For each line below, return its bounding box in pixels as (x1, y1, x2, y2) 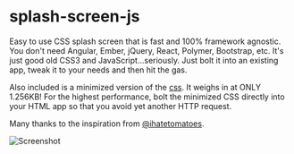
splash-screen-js (9, 6, 140, 27)
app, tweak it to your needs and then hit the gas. (9, 64, 188, 75)
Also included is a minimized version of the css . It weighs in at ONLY (9, 81, 262, 92)
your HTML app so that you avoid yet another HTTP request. (9, 100, 232, 111)
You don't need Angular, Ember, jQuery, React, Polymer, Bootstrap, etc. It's (9, 45, 284, 56)
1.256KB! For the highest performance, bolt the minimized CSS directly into (9, 91, 285, 102)
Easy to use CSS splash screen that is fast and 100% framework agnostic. (9, 36, 281, 47)
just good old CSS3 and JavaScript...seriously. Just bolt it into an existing (9, 55, 279, 65)
